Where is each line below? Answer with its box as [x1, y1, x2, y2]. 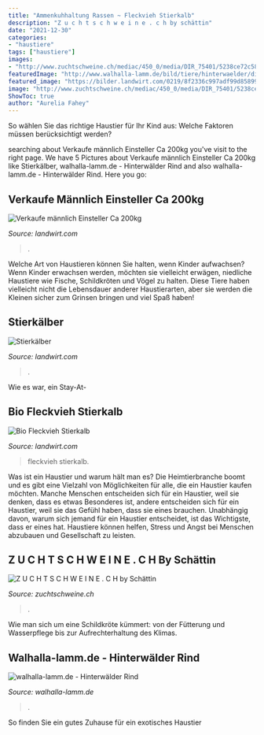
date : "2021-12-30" [8, 26, 72, 34]
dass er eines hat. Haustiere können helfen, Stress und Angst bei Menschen [8, 522, 254, 532]
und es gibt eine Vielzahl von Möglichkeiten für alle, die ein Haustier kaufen [8, 480, 252, 489]
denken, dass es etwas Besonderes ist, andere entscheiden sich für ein [8, 497, 240, 507]
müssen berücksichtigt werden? [8, 129, 112, 139]
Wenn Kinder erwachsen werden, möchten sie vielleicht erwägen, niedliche [8, 267, 252, 277]
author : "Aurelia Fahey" [8, 99, 90, 107]
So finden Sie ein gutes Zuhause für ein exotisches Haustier [8, 718, 202, 727]
